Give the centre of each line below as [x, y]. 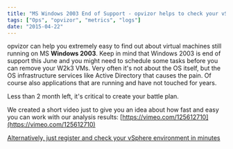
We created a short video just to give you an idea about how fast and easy [113, 110]
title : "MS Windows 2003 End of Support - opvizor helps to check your [113, 14]
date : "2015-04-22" [35, 26]
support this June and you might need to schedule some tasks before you [113, 61]
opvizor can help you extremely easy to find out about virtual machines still [114, 46]
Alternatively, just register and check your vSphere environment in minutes [114, 138]
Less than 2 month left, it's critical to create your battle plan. [93, 96]
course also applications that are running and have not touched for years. [112, 83]
